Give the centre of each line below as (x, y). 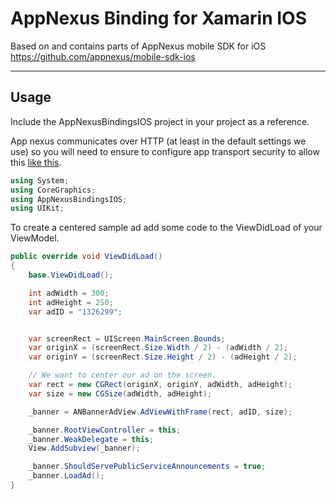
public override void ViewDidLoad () (86, 257)
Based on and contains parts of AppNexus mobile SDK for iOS (138, 46)
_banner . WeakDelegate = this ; (91, 439)
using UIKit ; (37, 208)
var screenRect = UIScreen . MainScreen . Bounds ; (127, 338)
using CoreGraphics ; (53, 190)
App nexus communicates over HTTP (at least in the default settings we (158, 141)
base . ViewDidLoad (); (71, 275)
